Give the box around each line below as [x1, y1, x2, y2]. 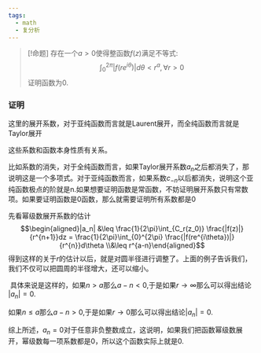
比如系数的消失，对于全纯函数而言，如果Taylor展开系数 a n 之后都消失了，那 [8, 162, 250, 173]
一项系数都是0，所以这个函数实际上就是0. [49, 336, 185, 346]
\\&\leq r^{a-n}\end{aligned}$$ [105, 241, 206, 250]
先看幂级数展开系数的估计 [8, 211, 91, 220]
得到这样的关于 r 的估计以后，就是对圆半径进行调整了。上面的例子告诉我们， [8, 253, 252, 263]
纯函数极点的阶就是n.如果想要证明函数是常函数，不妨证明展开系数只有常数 [8, 184, 249, 193]
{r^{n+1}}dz [29, 232, 67, 241]
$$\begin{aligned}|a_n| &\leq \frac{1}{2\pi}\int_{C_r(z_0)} [20, 223, 205, 233]
